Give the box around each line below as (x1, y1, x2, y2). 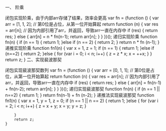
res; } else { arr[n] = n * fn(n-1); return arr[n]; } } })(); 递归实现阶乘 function (5, 34, 158, 39)
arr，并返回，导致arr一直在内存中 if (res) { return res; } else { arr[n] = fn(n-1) (5, 80, 162, 86)
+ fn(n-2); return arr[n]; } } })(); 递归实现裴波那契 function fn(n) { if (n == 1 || (5, 86, 160, 92)
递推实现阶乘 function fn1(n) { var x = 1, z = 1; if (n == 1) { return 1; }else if (5, 45, 155, 51)
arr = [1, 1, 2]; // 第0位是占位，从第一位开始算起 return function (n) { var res (5, 21, 159, 27)
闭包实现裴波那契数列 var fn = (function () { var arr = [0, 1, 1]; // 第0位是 (5, 67, 151, 73)
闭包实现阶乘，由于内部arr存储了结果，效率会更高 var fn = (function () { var (5, 15, 159, 21)
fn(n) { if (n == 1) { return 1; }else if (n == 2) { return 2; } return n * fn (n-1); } (5, 39, 160, 45)
